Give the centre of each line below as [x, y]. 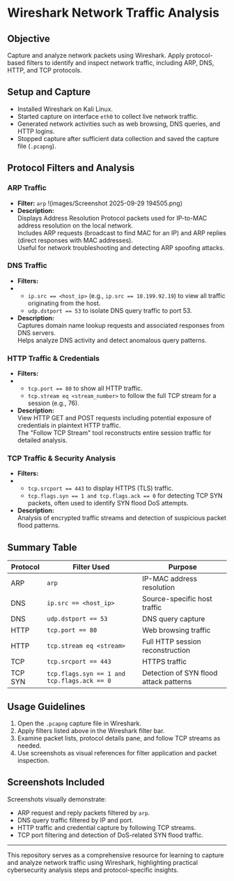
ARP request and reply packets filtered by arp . [84, 813]
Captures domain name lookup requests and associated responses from [121, 325]
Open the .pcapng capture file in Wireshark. [79, 723]
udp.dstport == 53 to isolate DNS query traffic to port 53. [110, 310]
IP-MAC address [169, 579]
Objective [29, 39]
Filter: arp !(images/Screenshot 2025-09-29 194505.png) [100, 203]
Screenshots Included [56, 782]
